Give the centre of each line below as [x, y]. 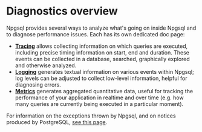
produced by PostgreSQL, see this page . [57, 122]
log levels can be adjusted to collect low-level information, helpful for [101, 78]
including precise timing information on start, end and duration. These [102, 52]
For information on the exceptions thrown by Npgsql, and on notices [91, 116]
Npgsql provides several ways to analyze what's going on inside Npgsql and [101, 28]
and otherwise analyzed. [46, 65]
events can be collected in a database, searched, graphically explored [103, 59]
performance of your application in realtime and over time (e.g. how [99, 97]
